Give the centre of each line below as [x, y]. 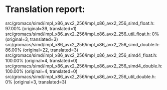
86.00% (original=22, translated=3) [42, 50]
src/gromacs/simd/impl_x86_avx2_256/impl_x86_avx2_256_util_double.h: [80, 76]
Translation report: [45, 9]
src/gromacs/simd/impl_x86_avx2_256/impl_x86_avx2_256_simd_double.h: [82, 44]
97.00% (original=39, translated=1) [41, 28]
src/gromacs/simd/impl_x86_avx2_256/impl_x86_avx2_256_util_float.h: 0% [82, 34]
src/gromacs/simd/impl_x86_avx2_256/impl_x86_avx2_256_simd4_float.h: [81, 55]
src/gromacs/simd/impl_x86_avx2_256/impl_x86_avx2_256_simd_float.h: [80, 23]
